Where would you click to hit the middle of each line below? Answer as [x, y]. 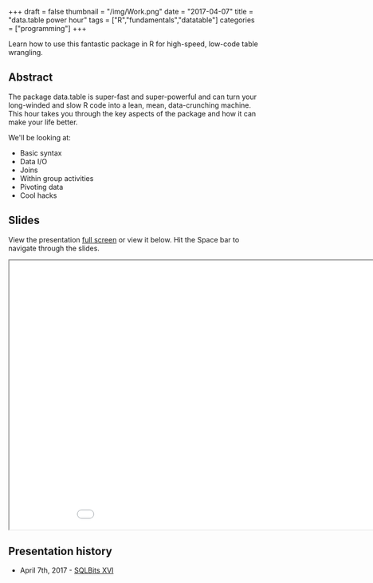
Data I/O [33, 161]
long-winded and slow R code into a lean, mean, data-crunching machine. [130, 105]
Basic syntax [41, 153]
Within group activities [57, 178]
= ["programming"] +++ [47, 28]
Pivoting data [41, 187]
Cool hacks [38, 195]
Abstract [31, 78]
